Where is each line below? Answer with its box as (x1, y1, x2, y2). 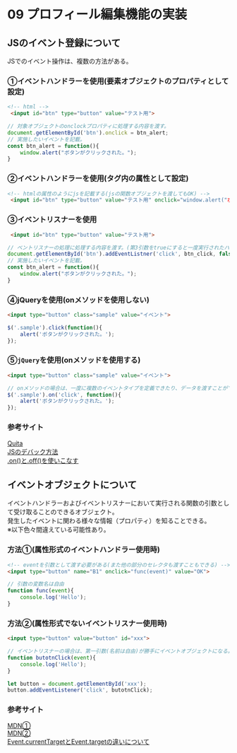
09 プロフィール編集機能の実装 (7, 6, 188, 23)
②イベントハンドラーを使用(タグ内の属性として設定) (7, 174, 189, 184)
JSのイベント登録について (7, 37, 121, 49)
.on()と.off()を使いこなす (7, 456, 79, 465)
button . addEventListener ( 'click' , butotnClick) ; (7, 687, 153, 694)
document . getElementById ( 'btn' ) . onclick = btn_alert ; (7, 129, 169, 136)
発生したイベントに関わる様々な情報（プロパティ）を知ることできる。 (7, 517, 211, 525)
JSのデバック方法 (7, 447, 59, 456)
